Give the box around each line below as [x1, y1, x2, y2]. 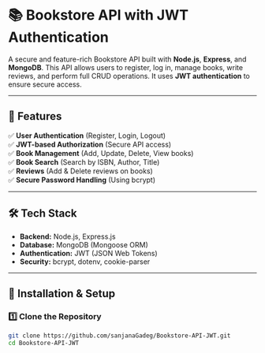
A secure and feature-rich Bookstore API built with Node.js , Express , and [8, 54, 247, 64]
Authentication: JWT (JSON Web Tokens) [19, 248, 158, 258]
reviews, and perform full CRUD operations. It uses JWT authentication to [8, 71, 250, 80]
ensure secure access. [8, 80, 83, 89]
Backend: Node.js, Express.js [19, 232, 116, 241]
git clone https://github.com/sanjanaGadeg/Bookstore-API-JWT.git [8, 332, 231, 340]
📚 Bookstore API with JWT [8, 6, 189, 24]
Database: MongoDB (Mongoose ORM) [19, 240, 148, 249]
